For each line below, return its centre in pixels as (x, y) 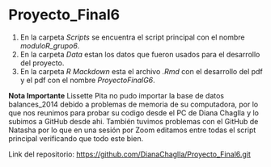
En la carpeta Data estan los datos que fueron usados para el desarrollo (140, 54)
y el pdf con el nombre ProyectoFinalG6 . (87, 80)
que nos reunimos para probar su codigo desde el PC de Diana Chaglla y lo (133, 113)
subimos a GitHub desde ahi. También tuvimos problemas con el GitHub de (133, 121)
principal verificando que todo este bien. (76, 138)
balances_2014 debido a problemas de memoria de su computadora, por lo (133, 104)
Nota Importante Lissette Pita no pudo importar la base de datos (116, 95)
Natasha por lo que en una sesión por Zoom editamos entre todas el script (132, 130)
